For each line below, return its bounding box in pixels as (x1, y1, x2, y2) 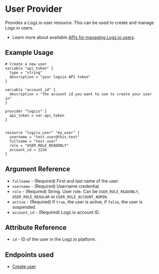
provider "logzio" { (5, 109, 47, 114)
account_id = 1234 (9, 147, 47, 152)
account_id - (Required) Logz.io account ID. (12, 209, 100, 215)
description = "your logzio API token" (9, 75, 91, 79)
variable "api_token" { (5, 66, 54, 71)
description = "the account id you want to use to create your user (9, 92, 152, 97)
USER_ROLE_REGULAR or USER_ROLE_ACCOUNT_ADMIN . (12, 194, 108, 199)
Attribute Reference (5, 223, 67, 231)
